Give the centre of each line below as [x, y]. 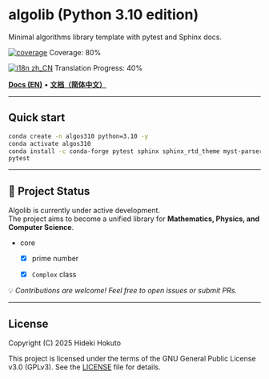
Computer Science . [41, 228]
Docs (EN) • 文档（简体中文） [57, 84]
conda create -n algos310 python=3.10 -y [78, 136]
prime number [55, 259]
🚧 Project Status [49, 191]
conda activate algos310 [50, 143]
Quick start [37, 118]
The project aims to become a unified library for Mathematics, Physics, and [134, 219]
